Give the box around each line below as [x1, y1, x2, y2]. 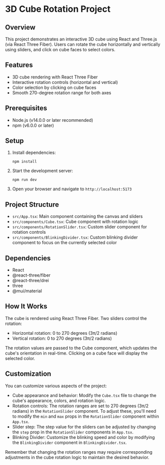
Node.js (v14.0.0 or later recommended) [12, 117, 94, 123]
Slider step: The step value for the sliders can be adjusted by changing [12, 424, 156, 429]
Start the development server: [12, 168, 73, 174]
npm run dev [12, 178, 37, 182]
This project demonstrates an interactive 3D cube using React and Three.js [5, 36, 158, 42]
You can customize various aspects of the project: [5, 383, 107, 389]
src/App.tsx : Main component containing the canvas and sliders [12, 214, 143, 219]
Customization [5, 370, 52, 378]
